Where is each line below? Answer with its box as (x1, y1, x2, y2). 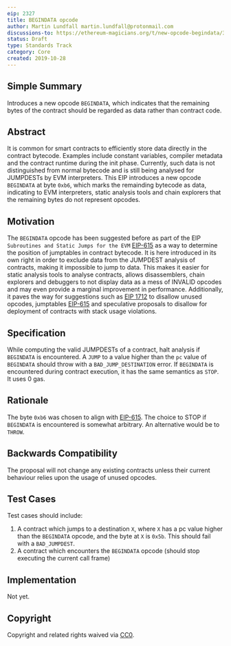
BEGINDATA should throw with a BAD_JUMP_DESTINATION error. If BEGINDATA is (7, 360, 214, 368)
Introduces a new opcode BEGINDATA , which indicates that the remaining (7, 99, 210, 107)
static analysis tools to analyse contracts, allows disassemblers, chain (7, 270, 205, 279)
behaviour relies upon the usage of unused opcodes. (7, 473, 157, 481)
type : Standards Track (7, 42, 72, 49)
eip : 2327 (7, 10, 36, 17)
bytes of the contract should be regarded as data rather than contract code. (7, 106, 222, 114)
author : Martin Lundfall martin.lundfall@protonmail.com (7, 23, 174, 30)
